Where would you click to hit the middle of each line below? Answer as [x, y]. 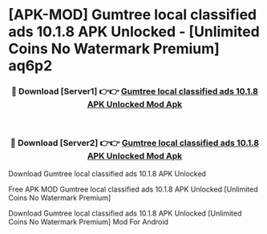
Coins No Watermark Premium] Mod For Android [88, 221]
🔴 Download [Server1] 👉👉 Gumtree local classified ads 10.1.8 [135, 91]
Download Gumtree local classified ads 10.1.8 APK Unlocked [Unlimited [125, 213]
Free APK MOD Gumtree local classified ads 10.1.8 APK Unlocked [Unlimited [133, 189]
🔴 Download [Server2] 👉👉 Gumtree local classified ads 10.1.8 [135, 143]
